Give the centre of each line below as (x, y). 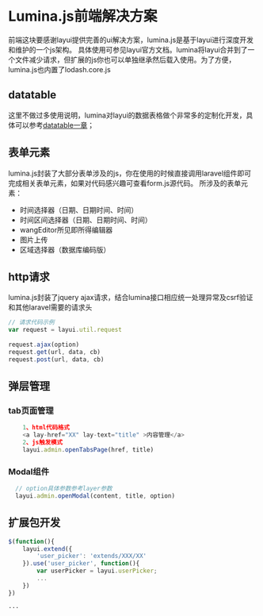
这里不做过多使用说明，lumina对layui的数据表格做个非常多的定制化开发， (128, 115)
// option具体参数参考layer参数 (64, 489)
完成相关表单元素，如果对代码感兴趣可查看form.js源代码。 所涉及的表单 (125, 183)
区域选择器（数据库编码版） (65, 249)
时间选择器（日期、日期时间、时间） (79, 210)
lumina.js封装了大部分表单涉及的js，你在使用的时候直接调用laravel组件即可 (130, 173)
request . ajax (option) (44, 345)
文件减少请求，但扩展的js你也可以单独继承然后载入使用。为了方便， (125, 60)
